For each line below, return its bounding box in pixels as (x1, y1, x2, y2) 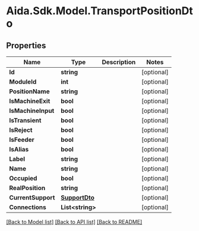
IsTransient (9, 116, 42, 124)
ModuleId (9, 78, 37, 86)
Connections (9, 203, 46, 211)
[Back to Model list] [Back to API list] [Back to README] (6, 219, 143, 225)
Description (102, 58, 136, 66)
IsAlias (9, 145, 29, 153)
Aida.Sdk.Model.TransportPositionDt (6, 4, 193, 18)
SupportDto (61, 194, 95, 201)
